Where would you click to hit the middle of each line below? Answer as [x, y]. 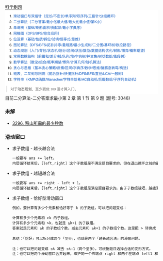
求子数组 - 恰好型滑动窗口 [38, 198]
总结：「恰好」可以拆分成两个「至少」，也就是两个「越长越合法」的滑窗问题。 [77, 238]
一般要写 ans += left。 [34, 158]
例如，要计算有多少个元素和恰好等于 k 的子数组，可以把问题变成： [69, 208]
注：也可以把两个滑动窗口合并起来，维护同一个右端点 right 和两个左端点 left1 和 [85, 254]
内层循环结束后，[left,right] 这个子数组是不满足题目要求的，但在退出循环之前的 [84, 163]
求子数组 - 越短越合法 [33, 173]
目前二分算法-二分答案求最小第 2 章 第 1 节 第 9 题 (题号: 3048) [68, 98]
